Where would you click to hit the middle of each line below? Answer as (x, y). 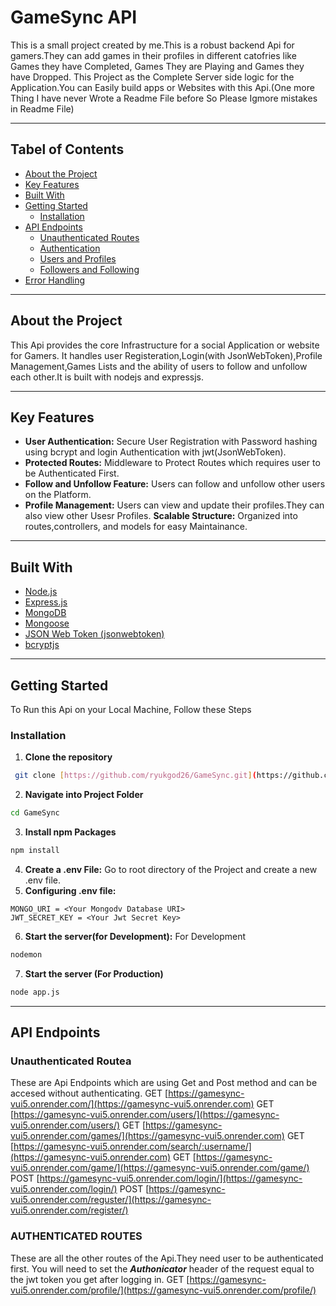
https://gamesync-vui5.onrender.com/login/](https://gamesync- (171, 1178)
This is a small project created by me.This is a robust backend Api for (152, 45)
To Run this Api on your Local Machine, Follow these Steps (131, 709)
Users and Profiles (78, 258)
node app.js (35, 992)
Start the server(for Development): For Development (135, 936)
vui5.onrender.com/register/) (69, 1210)
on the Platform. (58, 495)
